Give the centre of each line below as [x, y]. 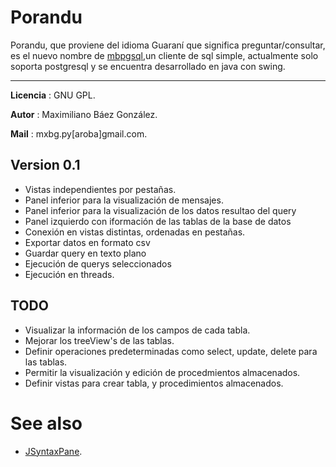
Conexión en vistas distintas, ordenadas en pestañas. [135, 232]
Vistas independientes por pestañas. [100, 189]
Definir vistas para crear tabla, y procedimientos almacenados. [154, 383]
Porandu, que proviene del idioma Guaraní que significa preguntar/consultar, [168, 45]
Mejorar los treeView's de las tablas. [99, 340]
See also [46, 423]
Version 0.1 [45, 165]
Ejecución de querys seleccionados [98, 263]
